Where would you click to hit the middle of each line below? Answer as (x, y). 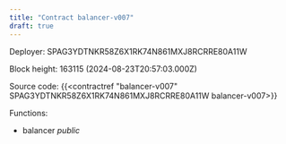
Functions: (29, 113)
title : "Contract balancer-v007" (72, 17)
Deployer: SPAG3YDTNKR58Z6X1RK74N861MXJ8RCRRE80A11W (128, 51)
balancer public (51, 130)
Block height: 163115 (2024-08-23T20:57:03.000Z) (103, 69)
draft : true (31, 26)
